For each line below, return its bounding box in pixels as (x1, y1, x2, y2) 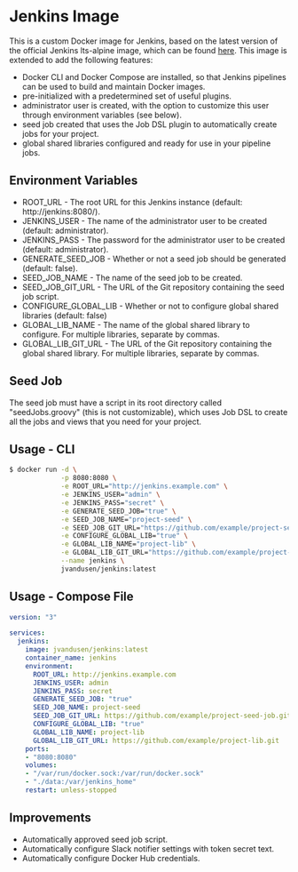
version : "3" (9, 612, 58, 621)
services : (9, 628, 46, 637)
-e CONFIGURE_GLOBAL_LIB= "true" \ (60, 532, 189, 540)
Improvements (9, 811, 91, 826)
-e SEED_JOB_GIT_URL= (60, 523, 141, 532)
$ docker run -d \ (9, 465, 77, 475)
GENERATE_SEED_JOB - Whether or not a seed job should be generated (21, 253, 286, 264)
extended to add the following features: (9, 54, 153, 65)
